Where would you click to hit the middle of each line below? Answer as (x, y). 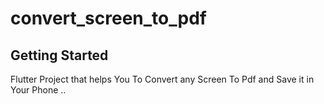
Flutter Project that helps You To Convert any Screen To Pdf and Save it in (162, 79)
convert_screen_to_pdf (108, 18)
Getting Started (59, 55)
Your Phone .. (38, 90)
